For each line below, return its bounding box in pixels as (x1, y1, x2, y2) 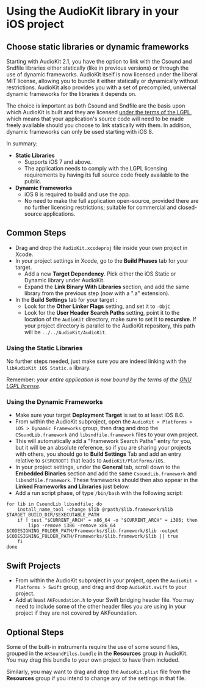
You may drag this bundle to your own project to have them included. (6, 656, 180, 664)
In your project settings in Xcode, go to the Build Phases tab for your (15, 257, 189, 264)
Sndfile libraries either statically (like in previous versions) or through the (6, 64, 189, 71)
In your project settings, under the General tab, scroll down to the (15, 463, 181, 471)
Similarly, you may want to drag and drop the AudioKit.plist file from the (6, 668, 191, 676)
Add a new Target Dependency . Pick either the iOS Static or (24, 270, 176, 277)
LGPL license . (6, 382, 41, 390)
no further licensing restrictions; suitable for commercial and (24, 203, 177, 211)
